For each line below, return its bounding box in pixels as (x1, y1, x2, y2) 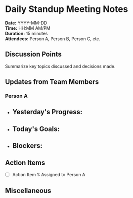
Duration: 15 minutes (5, 30, 48, 36)
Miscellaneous (5, 186, 51, 195)
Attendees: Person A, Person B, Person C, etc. (5, 36, 100, 42)
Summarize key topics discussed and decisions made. (5, 63, 116, 69)
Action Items (5, 158, 45, 167)
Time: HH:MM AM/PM (5, 25, 50, 31)
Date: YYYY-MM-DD (5, 20, 47, 26)
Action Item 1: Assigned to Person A (12, 172, 86, 178)
